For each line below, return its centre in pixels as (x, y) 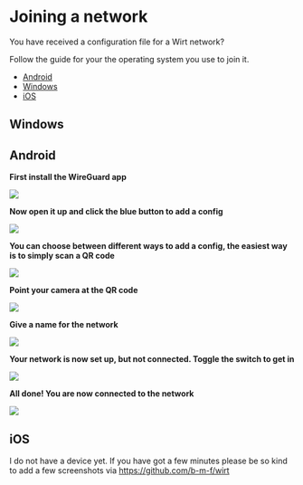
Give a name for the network (64, 325)
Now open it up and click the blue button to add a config (116, 212)
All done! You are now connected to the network (102, 394)
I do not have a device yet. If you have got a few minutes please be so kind (148, 461)
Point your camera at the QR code (74, 290)
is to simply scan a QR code (62, 256)
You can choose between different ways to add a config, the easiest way (148, 246)
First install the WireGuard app (68, 177)
